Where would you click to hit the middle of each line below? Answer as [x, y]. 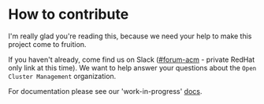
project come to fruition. [47, 44]
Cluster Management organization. [62, 76]
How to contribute [69, 14]
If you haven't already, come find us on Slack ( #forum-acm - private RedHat [132, 59]
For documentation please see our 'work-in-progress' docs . [105, 91]
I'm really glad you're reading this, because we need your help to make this [130, 36]
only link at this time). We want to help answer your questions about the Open [132, 67]
